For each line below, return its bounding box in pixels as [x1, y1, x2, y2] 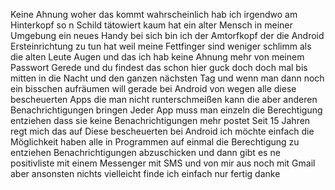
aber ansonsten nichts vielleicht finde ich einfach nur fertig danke [10, 168, 281, 179]
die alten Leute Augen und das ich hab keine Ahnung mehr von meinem [10, 51, 305, 63]
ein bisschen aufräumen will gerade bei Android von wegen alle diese [10, 83, 297, 94]
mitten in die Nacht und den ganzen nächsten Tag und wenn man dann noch [10, 72, 325, 84]
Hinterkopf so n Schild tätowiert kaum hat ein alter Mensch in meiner [10, 19, 293, 31]
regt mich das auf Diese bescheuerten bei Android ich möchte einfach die [10, 125, 315, 137]
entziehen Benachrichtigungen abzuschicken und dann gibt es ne [10, 147, 281, 158]
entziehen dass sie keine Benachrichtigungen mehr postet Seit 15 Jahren [10, 115, 311, 126]
